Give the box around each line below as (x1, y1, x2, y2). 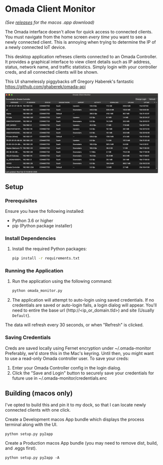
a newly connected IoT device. (5, 44, 66, 50)
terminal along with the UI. (5, 422, 58, 428)
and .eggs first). (5, 445, 37, 451)
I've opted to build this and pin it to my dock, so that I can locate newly (5, 402, 147, 408)
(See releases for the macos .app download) (5, 19, 95, 25)
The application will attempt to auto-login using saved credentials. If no (12, 297, 154, 303)
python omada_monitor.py (12, 289, 63, 293)
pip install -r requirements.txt (12, 256, 80, 261)
